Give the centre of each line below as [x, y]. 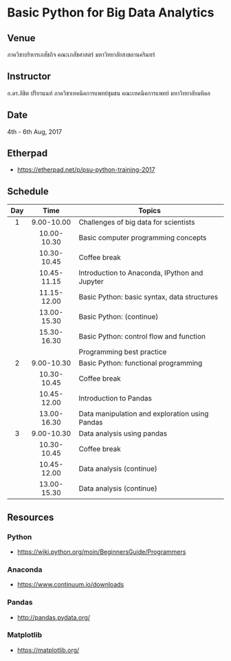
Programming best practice [123, 352]
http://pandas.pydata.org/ [54, 617]
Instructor [29, 77]
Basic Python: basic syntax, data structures [148, 297]
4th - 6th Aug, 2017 [35, 131]
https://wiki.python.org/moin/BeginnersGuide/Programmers [101, 552]
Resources [31, 517]
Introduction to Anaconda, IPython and [141, 273]
